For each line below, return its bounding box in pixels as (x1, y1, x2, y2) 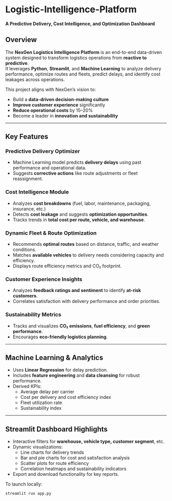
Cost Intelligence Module (5, 188, 69, 196)
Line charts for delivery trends (20, 449, 84, 455)
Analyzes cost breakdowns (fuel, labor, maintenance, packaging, (12, 200, 151, 206)
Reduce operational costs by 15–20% (12, 107, 93, 113)
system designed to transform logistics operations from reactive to (5, 54, 147, 61)
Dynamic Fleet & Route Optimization (5, 229, 97, 237)
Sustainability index (20, 405, 62, 411)
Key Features (5, 132, 49, 141)
